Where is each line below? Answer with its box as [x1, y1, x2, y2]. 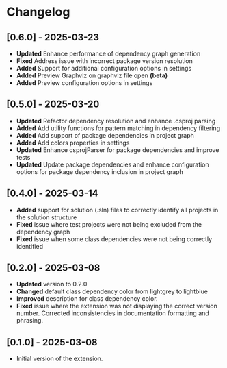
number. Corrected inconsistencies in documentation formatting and [16, 309, 209, 317]
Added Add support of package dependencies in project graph [16, 131, 194, 139]
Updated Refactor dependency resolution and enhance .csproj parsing [16, 116, 216, 125]
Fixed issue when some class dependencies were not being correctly [16, 234, 213, 243]
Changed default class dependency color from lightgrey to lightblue [16, 287, 208, 295]
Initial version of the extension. [16, 354, 103, 363]
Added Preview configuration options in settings [16, 79, 153, 86]
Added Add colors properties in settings [16, 138, 130, 147]
